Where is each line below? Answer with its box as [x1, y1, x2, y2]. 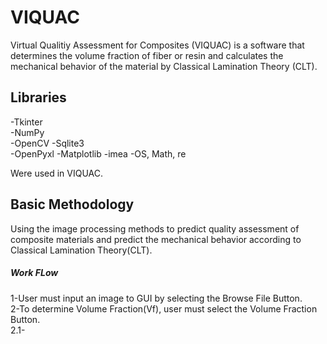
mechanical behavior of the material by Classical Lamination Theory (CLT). [10, 60, 318, 72]
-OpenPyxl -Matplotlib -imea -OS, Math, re [10, 147, 187, 160]
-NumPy [10, 126, 45, 138]
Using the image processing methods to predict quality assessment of [10, 222, 300, 235]
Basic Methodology [10, 196, 135, 213]
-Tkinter [10, 116, 43, 128]
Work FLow [10, 267, 59, 279]
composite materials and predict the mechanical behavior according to [10, 233, 302, 245]
